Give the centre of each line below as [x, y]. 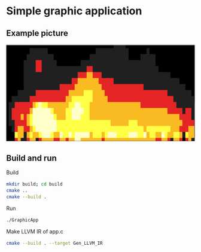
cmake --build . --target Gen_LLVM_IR [54, 243]
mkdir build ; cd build [34, 184]
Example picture [37, 33]
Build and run [31, 158]
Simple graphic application [74, 11]
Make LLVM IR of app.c [35, 231]
